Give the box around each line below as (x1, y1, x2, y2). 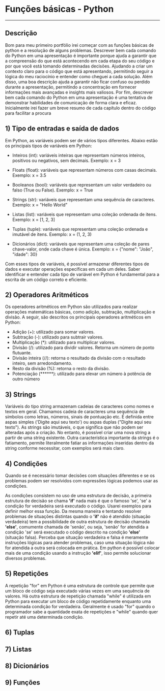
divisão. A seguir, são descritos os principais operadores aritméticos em (5, 314, 151, 320)
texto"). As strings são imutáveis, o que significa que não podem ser (5, 424, 143, 430)
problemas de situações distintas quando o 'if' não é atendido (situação (5, 513, 151, 519)
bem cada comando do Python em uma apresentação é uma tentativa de (5, 94, 153, 100)
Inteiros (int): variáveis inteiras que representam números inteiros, (12, 152, 146, 158)
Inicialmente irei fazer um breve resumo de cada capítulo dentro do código (5, 105, 156, 111)
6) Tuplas (5, 628, 34, 637)
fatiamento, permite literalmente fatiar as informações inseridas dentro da (5, 440, 154, 446)
